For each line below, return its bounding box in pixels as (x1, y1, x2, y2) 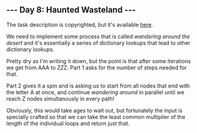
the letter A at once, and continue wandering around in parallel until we (6, 88, 184, 96)
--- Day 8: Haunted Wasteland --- (6, 5, 136, 15)
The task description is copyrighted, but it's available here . (6, 21, 153, 28)
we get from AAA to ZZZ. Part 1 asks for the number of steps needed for (6, 64, 187, 71)
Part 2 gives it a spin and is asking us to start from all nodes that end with (6, 82, 190, 89)
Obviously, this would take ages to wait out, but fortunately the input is (6, 106, 183, 114)
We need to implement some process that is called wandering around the (6, 33, 190, 40)
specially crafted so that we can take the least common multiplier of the (6, 113, 185, 120)
